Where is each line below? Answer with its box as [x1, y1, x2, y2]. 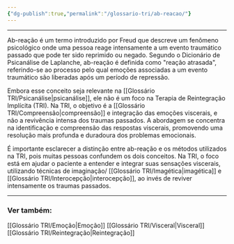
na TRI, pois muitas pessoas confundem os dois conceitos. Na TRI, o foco [7, 151, 219, 160]
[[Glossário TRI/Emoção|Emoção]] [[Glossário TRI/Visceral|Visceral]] [7, 221, 205, 229]
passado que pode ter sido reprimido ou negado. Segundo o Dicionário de [7, 50, 221, 59]
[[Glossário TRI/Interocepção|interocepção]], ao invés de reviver [7, 174, 193, 182]
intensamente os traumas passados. [7, 181, 111, 190]
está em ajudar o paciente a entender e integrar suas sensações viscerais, [7, 159, 221, 167]
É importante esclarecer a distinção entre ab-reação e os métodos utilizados [7, 144, 227, 153]
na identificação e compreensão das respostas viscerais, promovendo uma [7, 123, 223, 132]
